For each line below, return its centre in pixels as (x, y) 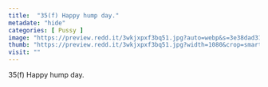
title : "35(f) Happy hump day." (64, 15)
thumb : (19, 45)
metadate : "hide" (37, 23)
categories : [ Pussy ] (46, 30)
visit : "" (25, 52)
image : (19, 38)
